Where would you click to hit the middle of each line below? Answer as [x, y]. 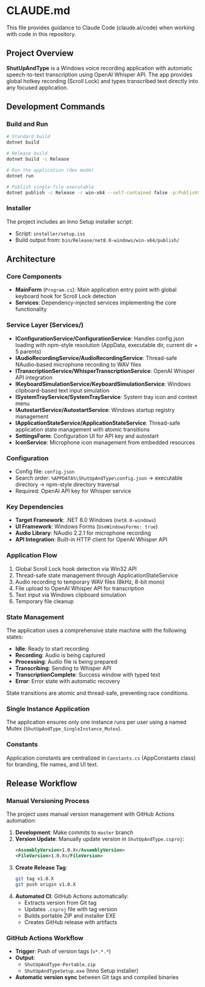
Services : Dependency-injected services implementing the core [96, 303]
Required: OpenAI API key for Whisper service [73, 491]
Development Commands [56, 107]
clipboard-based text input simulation [62, 390]
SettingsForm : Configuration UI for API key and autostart [87, 436]
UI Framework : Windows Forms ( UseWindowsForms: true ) [86, 527]
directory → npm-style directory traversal [67, 485]
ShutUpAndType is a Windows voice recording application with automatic [99, 68]
